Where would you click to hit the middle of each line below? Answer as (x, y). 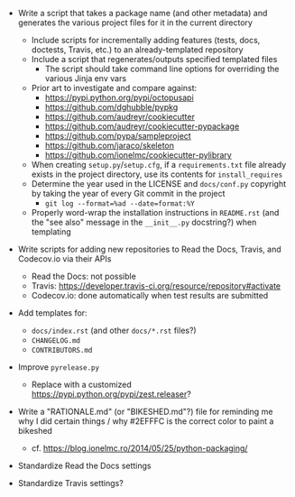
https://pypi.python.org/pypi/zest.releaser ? (111, 394)
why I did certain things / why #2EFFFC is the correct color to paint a (146, 421)
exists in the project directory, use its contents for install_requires (157, 174)
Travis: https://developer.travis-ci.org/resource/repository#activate (156, 286)
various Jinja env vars (86, 78)
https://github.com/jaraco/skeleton (109, 145)
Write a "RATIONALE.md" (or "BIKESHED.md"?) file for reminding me (145, 411)
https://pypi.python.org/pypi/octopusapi (119, 97)
